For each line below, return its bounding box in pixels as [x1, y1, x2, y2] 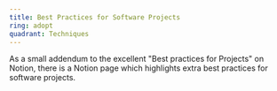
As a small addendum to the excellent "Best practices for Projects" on [9, 54, 265, 64]
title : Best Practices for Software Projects [9, 12, 180, 22]
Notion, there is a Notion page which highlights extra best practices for [9, 63, 268, 73]
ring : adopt [9, 21, 53, 30]
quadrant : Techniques [9, 29, 90, 38]
